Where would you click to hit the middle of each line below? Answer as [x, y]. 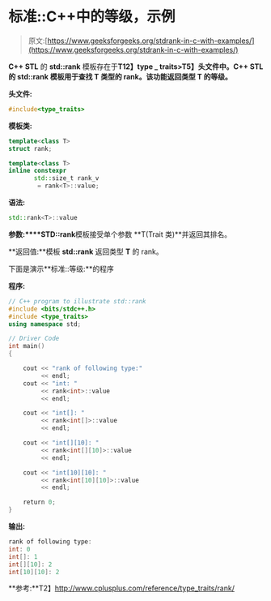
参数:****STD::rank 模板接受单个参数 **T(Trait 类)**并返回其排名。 [120, 234]
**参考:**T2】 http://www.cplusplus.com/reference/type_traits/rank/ [121, 588]
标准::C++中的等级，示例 [92, 17]
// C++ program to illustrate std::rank [78, 301]
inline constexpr [38, 171]
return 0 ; [40, 502]
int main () [27, 346]
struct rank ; [30, 148]
